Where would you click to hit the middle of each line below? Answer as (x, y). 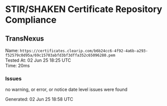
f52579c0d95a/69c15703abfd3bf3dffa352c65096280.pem (60, 55)
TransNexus (25, 38)
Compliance (31, 20)
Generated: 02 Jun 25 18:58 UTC (39, 99)
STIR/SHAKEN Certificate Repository (84, 9)
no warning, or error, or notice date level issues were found (66, 89)
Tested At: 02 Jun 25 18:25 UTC (38, 60)
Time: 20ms (18, 66)
